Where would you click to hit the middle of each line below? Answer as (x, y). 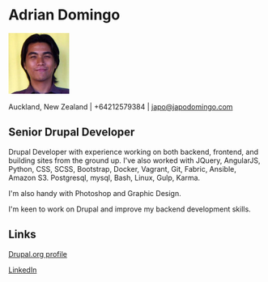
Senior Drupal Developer (72, 132)
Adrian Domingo (64, 15)
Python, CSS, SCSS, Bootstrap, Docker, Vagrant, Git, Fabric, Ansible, (122, 169)
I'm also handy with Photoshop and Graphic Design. (95, 193)
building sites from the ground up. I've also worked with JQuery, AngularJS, (134, 160)
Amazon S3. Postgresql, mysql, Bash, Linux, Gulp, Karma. (104, 177)
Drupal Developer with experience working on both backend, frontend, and (134, 152)
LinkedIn (23, 270)
